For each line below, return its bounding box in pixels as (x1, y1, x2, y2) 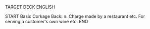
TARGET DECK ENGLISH (5, 4, 55, 10)
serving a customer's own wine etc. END (5, 19, 88, 24)
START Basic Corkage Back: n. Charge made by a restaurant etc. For (5, 14, 145, 19)
